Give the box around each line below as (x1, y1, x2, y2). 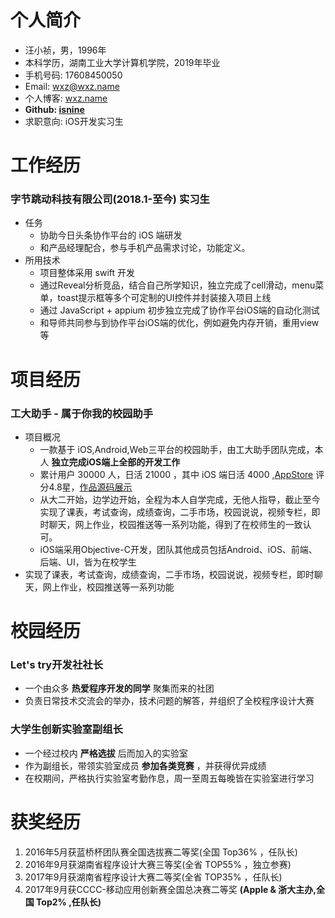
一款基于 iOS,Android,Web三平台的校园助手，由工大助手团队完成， (39, 443, 315, 455)
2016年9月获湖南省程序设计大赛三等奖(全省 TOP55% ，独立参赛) (24, 858, 292, 870)
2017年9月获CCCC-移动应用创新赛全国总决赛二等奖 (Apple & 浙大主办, (24, 883, 317, 895)
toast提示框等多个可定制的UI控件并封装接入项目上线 (57, 292, 272, 304)
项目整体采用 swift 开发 (39, 267, 135, 279)
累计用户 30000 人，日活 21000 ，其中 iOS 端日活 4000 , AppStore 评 (39, 468, 325, 480)
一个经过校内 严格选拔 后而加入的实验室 (24, 747, 188, 759)
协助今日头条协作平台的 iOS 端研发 (39, 229, 183, 241)
